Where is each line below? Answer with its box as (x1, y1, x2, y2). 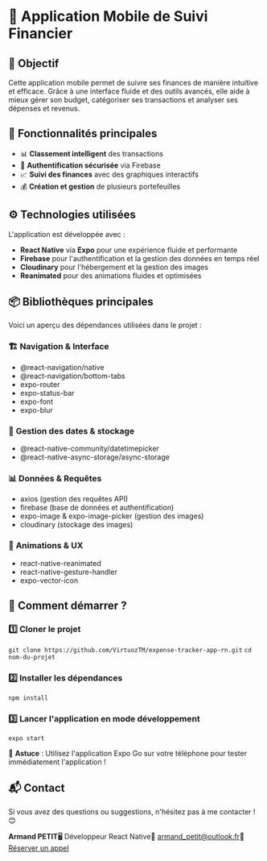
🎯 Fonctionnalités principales (8, 127, 158, 140)
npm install (8, 693, 48, 702)
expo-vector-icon (19, 576, 79, 585)
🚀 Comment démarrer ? (8, 599, 127, 613)
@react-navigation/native (19, 362, 105, 372)
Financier (8, 24, 73, 43)
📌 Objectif (8, 56, 60, 70)
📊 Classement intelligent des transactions (19, 148, 163, 158)
